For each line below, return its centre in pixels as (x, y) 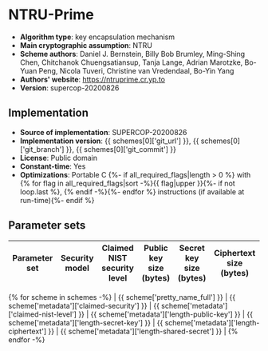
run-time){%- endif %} (57, 200)
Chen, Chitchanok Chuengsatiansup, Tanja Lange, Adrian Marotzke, (131, 62)
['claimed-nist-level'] (43, 314)
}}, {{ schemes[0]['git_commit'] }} (121, 149)
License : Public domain (59, 158)
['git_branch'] (42, 149)
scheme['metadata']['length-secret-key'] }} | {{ (86, 322)
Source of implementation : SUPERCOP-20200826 (103, 132)
